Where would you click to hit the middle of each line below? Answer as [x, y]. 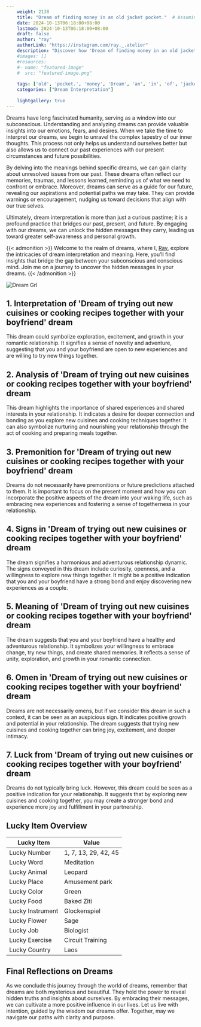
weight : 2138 [33, 12]
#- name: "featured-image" [51, 67]
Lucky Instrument [34, 911]
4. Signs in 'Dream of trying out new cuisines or [96, 529]
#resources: [32, 62]
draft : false [33, 34]
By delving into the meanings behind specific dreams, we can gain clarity [96, 167]
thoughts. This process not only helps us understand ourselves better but [97, 143]
